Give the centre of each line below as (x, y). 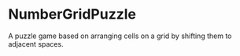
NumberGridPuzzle (72, 14)
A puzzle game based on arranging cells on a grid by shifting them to (120, 36)
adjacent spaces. (36, 44)
